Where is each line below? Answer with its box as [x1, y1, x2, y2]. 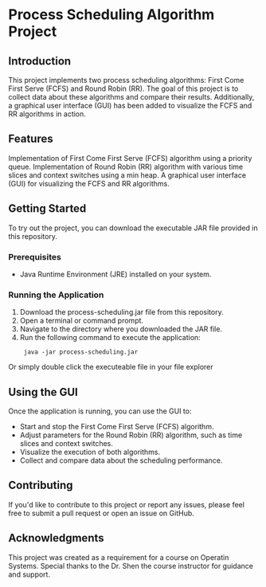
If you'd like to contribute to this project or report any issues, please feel [8, 499, 245, 509]
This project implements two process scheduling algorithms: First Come [8, 76, 244, 84]
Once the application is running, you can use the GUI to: [8, 406, 192, 416]
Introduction [8, 54, 72, 68]
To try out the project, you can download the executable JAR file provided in [8, 223, 258, 233]
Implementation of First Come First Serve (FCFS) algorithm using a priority [8, 153, 252, 162]
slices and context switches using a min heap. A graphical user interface [8, 170, 247, 180]
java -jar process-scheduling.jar [23, 348, 139, 356]
